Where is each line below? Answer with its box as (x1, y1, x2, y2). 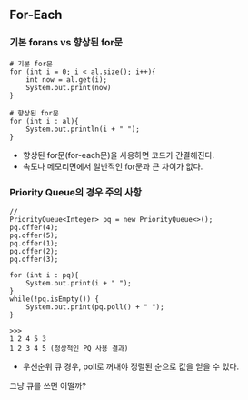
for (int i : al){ (9, 116, 79, 125)
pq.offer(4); (9, 223, 59, 232)
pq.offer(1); (9, 238, 59, 248)
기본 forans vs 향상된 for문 (9, 36, 124, 49)
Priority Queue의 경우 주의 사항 (9, 185, 143, 198)
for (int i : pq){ (9, 270, 79, 280)
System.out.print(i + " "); (25, 278, 132, 287)
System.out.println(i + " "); (25, 125, 141, 134)
